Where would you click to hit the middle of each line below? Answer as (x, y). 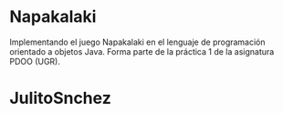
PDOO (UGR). (35, 61)
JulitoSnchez (60, 98)
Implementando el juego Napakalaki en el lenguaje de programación (138, 42)
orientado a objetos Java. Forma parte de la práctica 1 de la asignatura (142, 51)
